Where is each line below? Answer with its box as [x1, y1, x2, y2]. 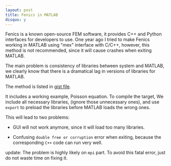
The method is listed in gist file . [5, 84, 71, 90]
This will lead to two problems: [5, 114, 70, 120]
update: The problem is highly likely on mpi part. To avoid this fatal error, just [5, 150, 166, 156]
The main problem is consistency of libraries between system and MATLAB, [5, 63, 164, 69]
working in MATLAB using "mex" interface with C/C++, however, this [5, 42, 150, 48]
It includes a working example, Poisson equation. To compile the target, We [5, 93, 164, 100]
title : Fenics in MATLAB [5, 12, 58, 17]
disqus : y [5, 17, 27, 22]
